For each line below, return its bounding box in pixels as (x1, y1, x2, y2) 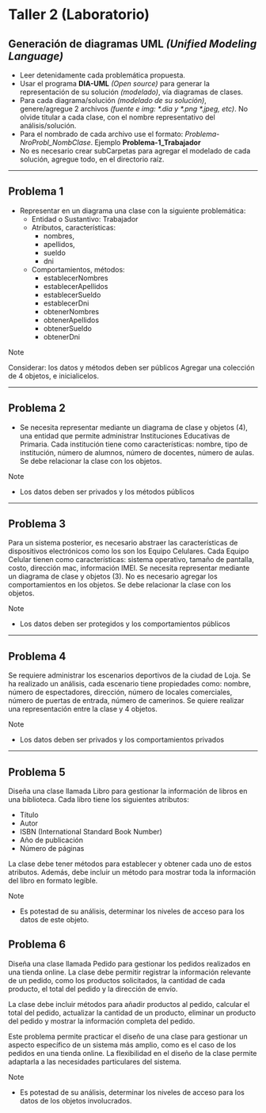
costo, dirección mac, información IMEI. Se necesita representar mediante (8, 564, 250, 573)
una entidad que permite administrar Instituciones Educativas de (19, 431, 230, 440)
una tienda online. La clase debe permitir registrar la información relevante (8, 967, 252, 977)
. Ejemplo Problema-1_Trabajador (90, 138, 201, 147)
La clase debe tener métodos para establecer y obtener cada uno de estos (8, 859, 252, 868)
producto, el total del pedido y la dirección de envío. (8, 984, 178, 993)
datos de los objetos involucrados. (19, 1096, 132, 1105)
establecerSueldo (43, 290, 101, 299)
